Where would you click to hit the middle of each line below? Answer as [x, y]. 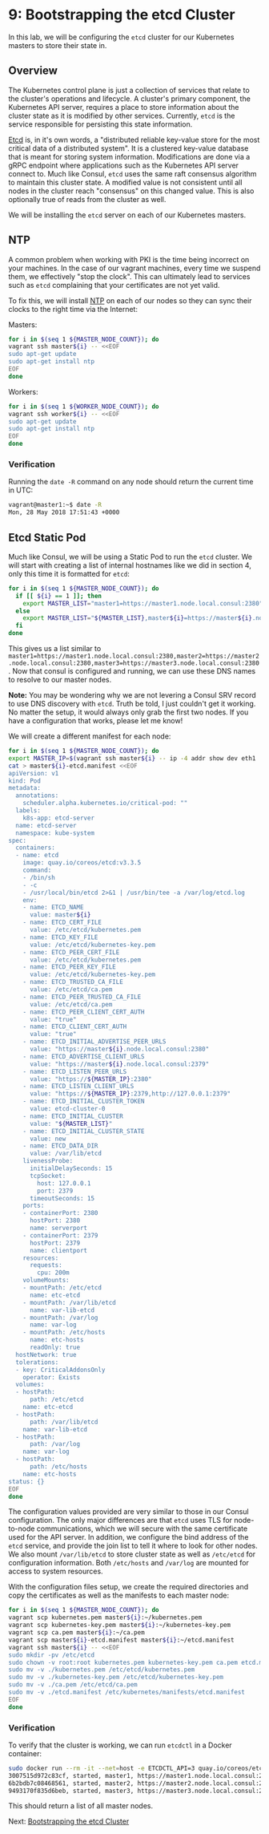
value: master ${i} [60, 915]
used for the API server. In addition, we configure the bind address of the [128, 1537]
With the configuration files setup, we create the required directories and [128, 1587]
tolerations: [37, 1362]
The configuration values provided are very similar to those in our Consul [129, 1512]
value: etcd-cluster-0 [67, 1109]
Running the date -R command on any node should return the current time [131, 482]
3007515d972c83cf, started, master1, [71, 1775]
